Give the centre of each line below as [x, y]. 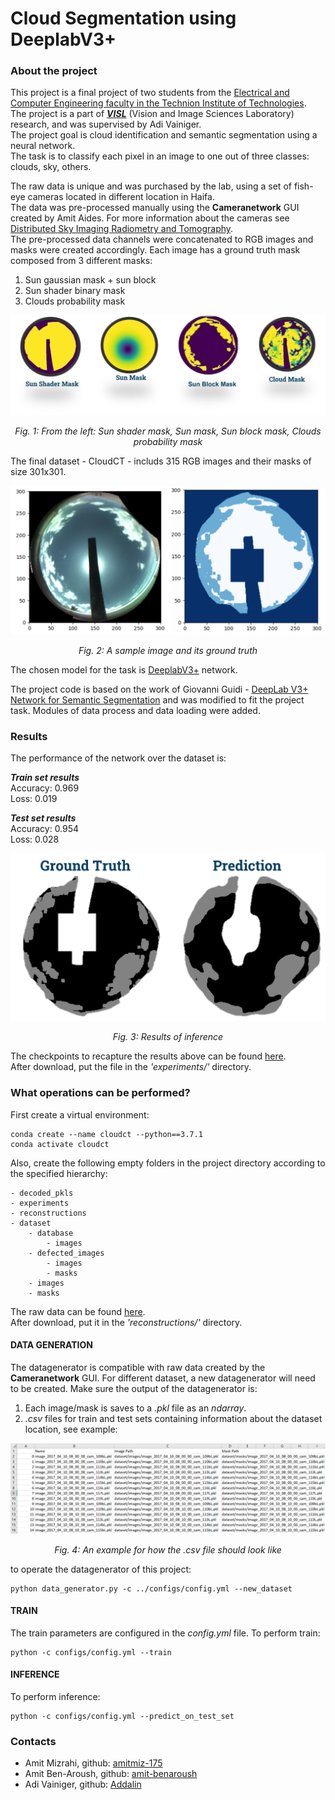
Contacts [33, 1741]
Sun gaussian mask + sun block [90, 280]
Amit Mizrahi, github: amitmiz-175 [93, 1763]
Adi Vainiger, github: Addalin [83, 1784]
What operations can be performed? [100, 1093]
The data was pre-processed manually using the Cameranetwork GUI [155, 208]
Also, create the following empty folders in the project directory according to [168, 1163]
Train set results [45, 777]
